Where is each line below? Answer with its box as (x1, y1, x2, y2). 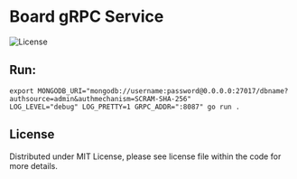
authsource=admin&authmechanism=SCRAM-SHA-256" (9, 94, 192, 103)
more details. (9, 160, 59, 171)
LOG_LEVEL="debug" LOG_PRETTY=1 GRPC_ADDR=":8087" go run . (9, 102, 241, 111)
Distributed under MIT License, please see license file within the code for (9, 151, 282, 162)
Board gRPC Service (9, 6, 164, 27)
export (9, 86, 34, 96)
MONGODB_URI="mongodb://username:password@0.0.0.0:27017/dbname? (37, 86, 289, 96)
